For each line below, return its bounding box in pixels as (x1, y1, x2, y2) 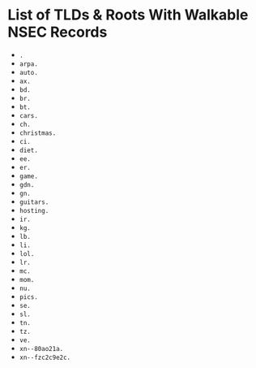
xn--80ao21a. (19, 344, 64, 353)
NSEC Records (7, 23, 108, 41)
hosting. (19, 206, 49, 214)
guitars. (19, 197, 49, 206)
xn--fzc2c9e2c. (19, 353, 71, 362)
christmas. (19, 128, 57, 137)
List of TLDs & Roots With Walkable (7, 6, 249, 24)
